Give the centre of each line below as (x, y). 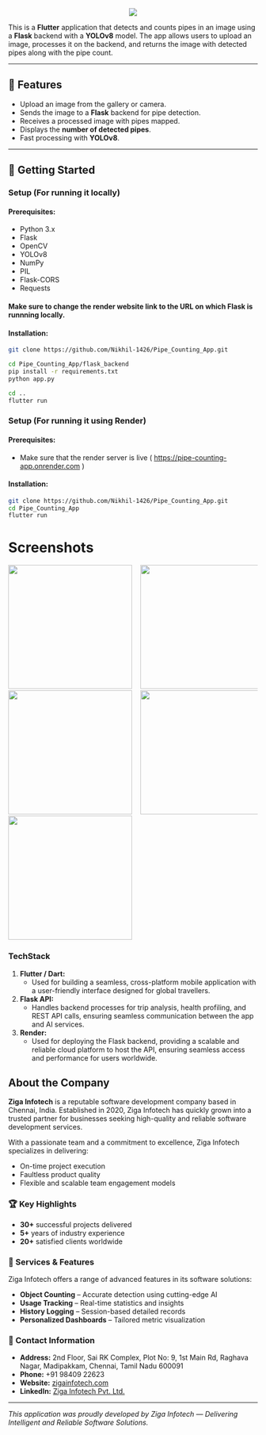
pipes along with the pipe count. (61, 52)
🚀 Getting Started (52, 170)
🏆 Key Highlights (42, 1204)
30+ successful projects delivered (76, 1224)
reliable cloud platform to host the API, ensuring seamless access (138, 1049)
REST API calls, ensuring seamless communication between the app (142, 1015)
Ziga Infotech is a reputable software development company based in (122, 1102)
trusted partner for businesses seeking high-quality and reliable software (127, 1118)
